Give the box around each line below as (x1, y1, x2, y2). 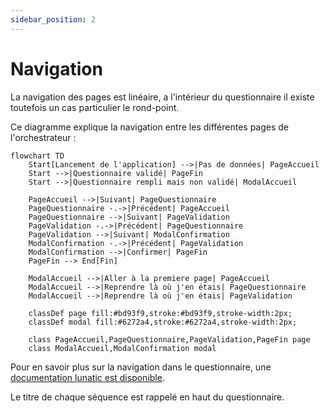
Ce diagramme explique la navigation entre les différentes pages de (10, 121, 290, 133)
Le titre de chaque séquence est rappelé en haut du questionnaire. (10, 391, 285, 403)
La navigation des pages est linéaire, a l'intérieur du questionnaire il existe (10, 91, 315, 103)
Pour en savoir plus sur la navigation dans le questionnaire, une (10, 361, 272, 373)
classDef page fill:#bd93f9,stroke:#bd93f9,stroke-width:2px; (28, 308, 293, 318)
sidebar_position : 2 (10, 14, 97, 25)
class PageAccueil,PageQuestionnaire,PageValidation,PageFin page (28, 334, 311, 345)
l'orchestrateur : (10, 131, 77, 143)
